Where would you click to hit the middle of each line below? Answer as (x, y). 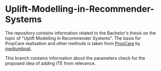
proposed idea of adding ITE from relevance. (50, 63)
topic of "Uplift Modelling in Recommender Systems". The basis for (73, 38)
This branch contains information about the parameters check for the (75, 58)
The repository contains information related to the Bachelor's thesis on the (80, 33)
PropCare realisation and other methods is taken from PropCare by (73, 43)
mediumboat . (18, 48)
